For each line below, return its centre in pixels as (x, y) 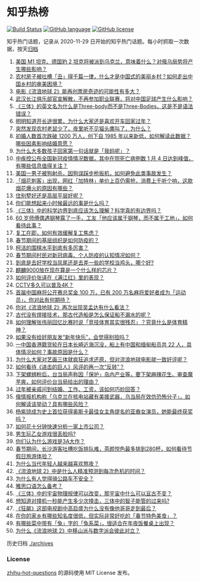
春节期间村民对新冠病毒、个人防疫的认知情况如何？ (78, 255)
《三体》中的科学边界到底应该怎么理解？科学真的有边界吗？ (88, 210)
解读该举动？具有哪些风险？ (54, 404)
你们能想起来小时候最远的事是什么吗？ (62, 203)
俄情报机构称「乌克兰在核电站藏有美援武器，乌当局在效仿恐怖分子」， (100, 396)
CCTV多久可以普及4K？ (44, 285)
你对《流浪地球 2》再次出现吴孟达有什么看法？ (73, 307)
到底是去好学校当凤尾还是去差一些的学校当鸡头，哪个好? (85, 262)
